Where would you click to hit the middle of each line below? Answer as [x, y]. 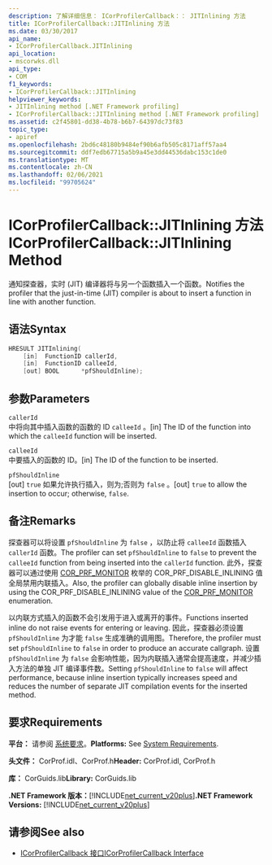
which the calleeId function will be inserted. [82, 435]
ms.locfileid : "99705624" [52, 183]
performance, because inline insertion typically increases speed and [123, 677]
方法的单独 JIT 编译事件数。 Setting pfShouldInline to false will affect [132, 668]
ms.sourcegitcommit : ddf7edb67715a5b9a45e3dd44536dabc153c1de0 [118, 152]
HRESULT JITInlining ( [45, 348]
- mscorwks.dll [34, 62]
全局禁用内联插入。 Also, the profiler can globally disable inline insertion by [133, 583]
